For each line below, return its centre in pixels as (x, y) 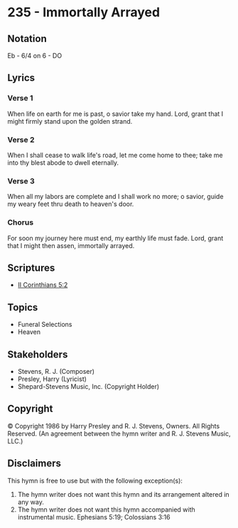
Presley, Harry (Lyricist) (52, 379)
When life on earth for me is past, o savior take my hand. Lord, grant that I (115, 114)
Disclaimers (34, 464)
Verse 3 (21, 181)
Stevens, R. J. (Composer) (56, 372)
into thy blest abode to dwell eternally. (63, 162)
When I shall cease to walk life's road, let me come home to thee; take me (115, 155)
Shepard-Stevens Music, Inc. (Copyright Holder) (88, 387)
